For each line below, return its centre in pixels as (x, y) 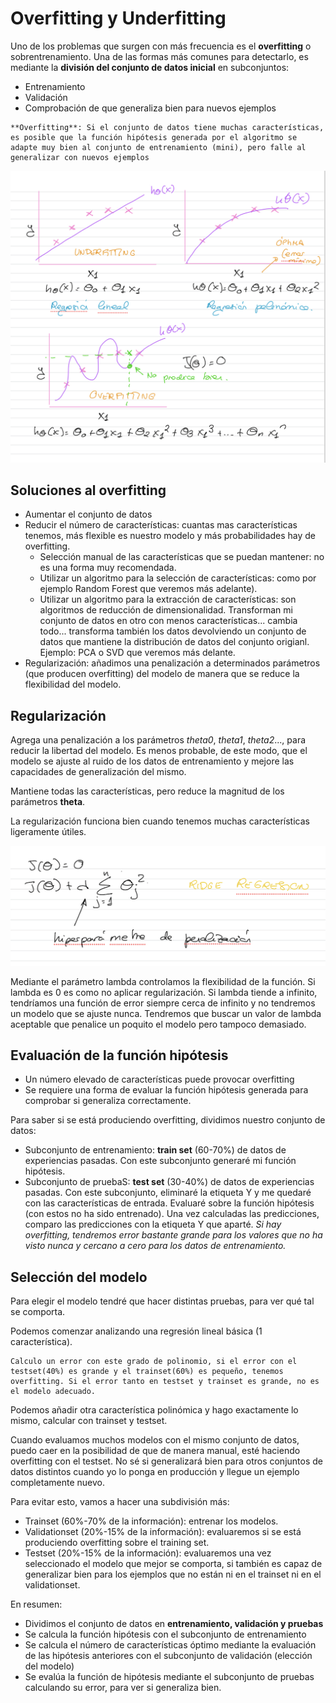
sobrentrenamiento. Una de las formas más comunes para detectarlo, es (159, 56)
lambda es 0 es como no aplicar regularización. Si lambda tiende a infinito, (164, 992)
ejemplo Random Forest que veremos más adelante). (148, 589)
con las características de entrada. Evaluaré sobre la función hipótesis (169, 1203)
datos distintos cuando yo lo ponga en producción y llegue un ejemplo (155, 1472)
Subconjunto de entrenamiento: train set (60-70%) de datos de (155, 1150)
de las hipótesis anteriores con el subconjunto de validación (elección (168, 1656)
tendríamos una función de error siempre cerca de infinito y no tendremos (163, 1003)
